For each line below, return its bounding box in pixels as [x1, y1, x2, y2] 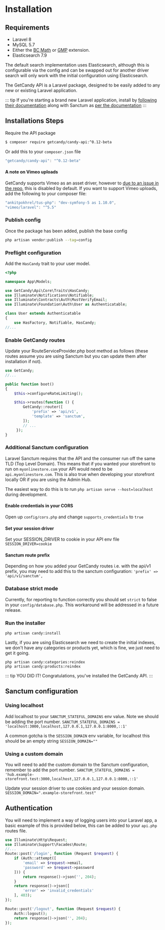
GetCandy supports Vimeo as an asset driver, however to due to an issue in [5, 180, 159, 186]
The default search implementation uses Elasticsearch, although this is [5, 62, 150, 68]
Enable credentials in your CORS [5, 503, 73, 509]
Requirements [5, 23, 50, 32]
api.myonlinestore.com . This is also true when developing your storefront [5, 471, 155, 477]
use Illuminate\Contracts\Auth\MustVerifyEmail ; [5, 297, 108, 302]
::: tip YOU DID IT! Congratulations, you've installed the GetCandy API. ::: [5, 672, 153, 678]
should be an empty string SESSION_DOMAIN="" [5, 738, 98, 744]
